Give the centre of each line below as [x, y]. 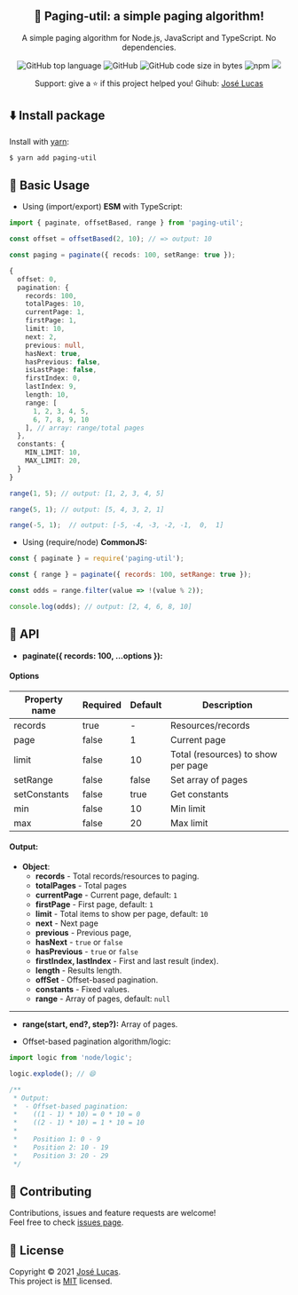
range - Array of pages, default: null [103, 999]
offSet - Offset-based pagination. [97, 980]
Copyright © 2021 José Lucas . [65, 1272]
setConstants [41, 794]
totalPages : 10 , [55, 304]
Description [227, 705]
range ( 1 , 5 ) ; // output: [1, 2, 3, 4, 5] [87, 494]
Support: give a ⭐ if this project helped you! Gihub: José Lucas [149, 83]
